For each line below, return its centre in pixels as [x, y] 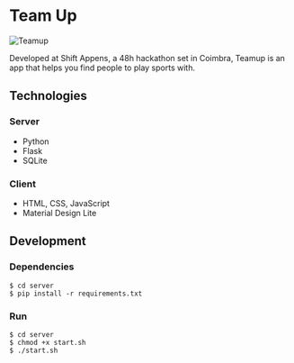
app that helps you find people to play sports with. [102, 68]
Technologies [49, 96]
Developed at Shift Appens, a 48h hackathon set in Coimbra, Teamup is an [147, 58]
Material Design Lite [59, 213]
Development [48, 241]
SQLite [35, 160]
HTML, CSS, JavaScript [66, 203]
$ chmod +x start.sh [48, 342]
